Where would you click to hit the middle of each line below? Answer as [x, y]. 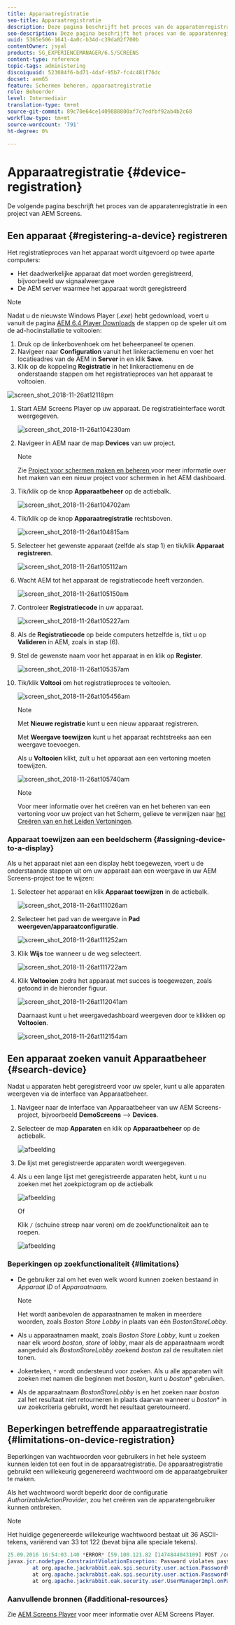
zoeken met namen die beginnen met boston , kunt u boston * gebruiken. [121, 1378]
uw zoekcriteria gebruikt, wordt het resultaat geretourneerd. [104, 1407]
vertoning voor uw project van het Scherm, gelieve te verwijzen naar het [121, 814]
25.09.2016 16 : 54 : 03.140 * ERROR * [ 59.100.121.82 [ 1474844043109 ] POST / [115, 1555]
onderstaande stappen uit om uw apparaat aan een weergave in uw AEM [112, 871]
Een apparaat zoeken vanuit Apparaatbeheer [107, 1058]
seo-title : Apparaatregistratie [54, 20]
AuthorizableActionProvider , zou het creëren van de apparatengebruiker [111, 1500]
